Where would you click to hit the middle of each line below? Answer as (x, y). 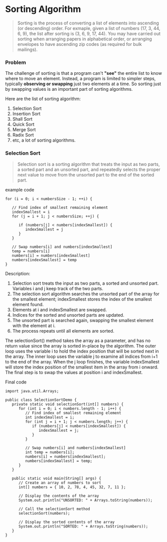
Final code (16, 382)
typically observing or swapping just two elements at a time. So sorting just (83, 84)
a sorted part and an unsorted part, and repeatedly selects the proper (89, 169)
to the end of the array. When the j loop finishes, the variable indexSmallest (82, 361)
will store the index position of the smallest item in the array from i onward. (82, 367)
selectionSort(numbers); (44, 513)
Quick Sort (23, 124)
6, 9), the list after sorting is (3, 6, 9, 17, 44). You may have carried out (89, 33)
